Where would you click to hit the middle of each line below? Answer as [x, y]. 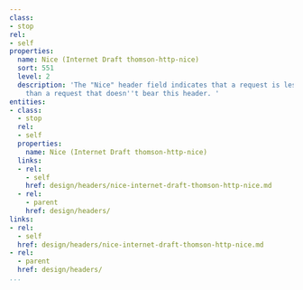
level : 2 [34, 77]
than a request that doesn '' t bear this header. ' [123, 93]
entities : [28, 102]
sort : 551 [36, 69]
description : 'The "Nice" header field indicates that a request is [149, 85]
